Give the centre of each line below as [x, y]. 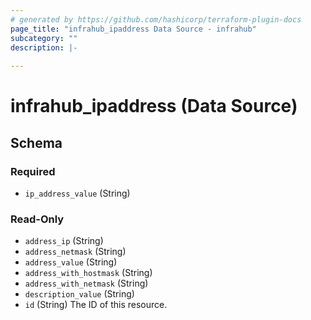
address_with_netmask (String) [86, 283]
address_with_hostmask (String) [88, 273]
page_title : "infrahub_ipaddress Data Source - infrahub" [133, 29]
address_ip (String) [64, 241]
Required [33, 171]
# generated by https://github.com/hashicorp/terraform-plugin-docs [156, 19]
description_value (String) [79, 294]
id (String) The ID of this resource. [96, 305]
